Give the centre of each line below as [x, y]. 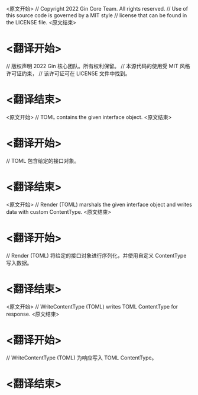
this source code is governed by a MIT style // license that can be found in [97, 15]
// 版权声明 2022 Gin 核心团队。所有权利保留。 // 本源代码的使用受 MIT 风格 [98, 66]
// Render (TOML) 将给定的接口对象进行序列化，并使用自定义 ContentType [96, 255]
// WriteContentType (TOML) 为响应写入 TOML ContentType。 [82, 358]
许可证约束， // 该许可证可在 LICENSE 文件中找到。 [69, 73]
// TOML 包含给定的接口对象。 [43, 160]
